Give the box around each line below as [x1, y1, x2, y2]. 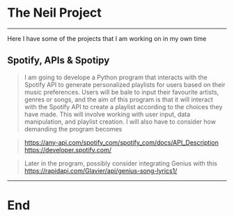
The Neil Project [7, 5, 102, 21]
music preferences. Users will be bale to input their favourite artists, [24, 88, 219, 96]
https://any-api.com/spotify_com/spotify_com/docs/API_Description [24, 138, 219, 147]
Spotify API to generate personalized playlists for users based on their [24, 80, 226, 88]
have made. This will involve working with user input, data [24, 110, 191, 118]
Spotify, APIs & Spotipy [7, 54, 110, 67]
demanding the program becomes [24, 124, 123, 133]
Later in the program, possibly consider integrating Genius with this [24, 159, 218, 168]
